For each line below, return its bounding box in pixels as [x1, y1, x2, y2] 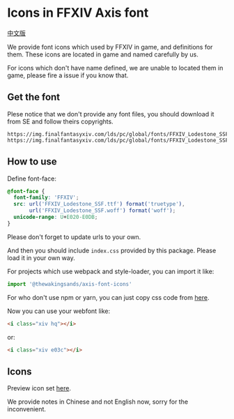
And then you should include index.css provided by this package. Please [7, 246, 217, 254]
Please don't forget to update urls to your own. [7, 232, 141, 241]
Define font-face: [7, 174, 57, 183]
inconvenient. [7, 405, 47, 413]
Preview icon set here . [7, 384, 72, 393]
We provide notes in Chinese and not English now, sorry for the [7, 397, 189, 406]
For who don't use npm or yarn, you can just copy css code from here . [7, 293, 210, 301]
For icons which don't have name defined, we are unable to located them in [7, 63, 224, 72]
